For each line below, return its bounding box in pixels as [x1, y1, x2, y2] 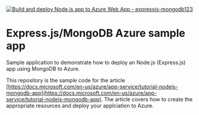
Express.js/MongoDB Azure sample [6, 27, 185, 40]
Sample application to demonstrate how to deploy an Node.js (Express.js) [6, 58, 186, 66]
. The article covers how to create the [100, 95, 193, 102]
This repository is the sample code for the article [6, 76, 125, 83]
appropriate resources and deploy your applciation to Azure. [6, 102, 154, 109]
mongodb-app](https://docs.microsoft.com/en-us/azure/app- [6, 89, 157, 97]
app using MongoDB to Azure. [6, 65, 80, 72]
